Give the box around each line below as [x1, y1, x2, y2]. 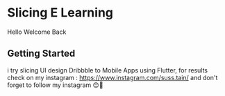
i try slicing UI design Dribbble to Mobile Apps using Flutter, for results [7, 66, 208, 74]
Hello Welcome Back [7, 28, 67, 36]
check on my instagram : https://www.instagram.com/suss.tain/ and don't [7, 73, 218, 81]
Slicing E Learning [7, 5, 113, 21]
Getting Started [7, 48, 76, 59]
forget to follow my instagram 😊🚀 [7, 81, 103, 89]
